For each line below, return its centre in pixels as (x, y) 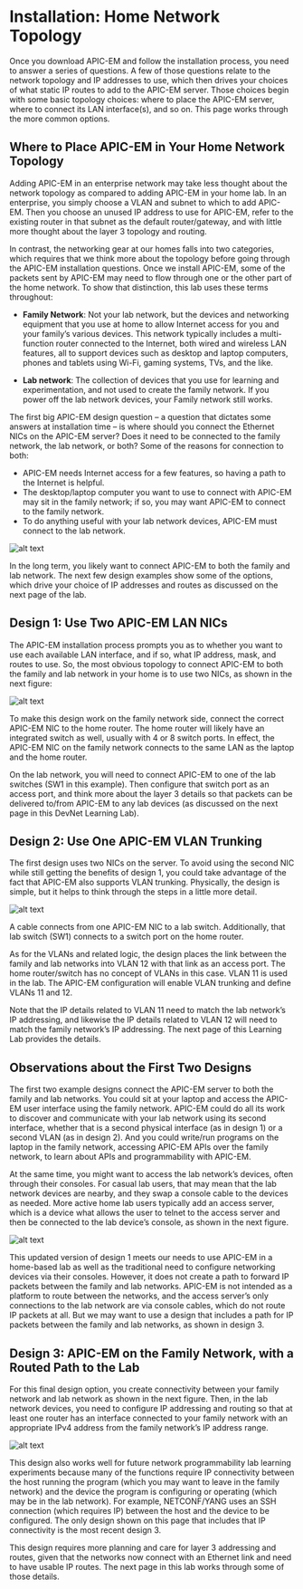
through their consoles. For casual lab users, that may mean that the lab (143, 1184)
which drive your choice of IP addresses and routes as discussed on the (144, 585)
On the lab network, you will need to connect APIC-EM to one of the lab (142, 774)
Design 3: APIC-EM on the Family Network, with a (151, 1353)
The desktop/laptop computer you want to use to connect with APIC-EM (157, 492)
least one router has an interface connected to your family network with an (148, 1418)
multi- (271, 333)
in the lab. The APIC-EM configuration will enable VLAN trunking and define (150, 983)
